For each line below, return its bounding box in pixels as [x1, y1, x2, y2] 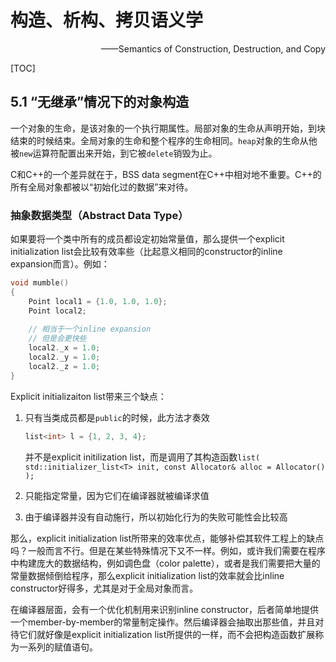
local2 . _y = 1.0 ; [28, 352, 101, 363]
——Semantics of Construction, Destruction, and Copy [100, 42, 326, 55]
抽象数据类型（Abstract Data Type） [10, 208, 189, 222]
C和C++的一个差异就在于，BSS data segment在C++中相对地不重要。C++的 [10, 168, 322, 180]
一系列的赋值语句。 [18, 641, 98, 653]
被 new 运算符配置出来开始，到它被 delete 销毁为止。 [10, 147, 218, 159]
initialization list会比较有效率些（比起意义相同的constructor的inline [10, 246, 283, 258]
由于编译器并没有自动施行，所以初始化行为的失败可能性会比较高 [24, 511, 288, 523]
